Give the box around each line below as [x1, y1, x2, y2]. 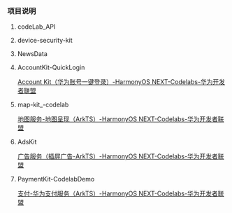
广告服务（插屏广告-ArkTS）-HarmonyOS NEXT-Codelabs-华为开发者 [17, 152, 219, 160]
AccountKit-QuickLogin [17, 63, 85, 71]
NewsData [17, 50, 48, 58]
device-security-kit [17, 36, 73, 45]
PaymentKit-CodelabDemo [17, 175, 95, 184]
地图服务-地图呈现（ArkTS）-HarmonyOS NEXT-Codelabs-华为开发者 [17, 115, 219, 123]
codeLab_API [17, 22, 56, 31]
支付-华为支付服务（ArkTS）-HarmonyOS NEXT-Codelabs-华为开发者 [17, 189, 219, 198]
